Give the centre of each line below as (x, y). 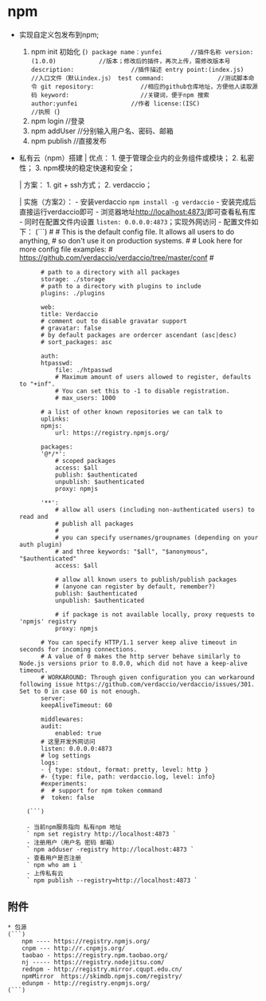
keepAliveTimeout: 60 (76, 705)
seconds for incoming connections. (78, 649)
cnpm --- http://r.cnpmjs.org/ (74, 948)
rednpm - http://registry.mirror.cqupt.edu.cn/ (102, 969)
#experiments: (64, 783)
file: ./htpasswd (83, 370)
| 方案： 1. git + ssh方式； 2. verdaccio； (86, 184)
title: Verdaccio (69, 314)
